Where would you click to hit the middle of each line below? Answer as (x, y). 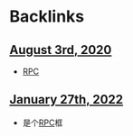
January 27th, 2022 (66, 100)
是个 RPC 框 (43, 122)
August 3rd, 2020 (61, 50)
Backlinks (47, 17)
